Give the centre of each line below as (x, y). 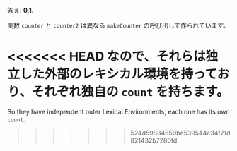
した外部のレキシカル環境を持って (118, 74)
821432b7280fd (154, 140)
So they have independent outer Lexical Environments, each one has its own (118, 111)
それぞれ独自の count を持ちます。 (130, 92)
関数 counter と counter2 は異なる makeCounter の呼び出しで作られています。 (118, 25)
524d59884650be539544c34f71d (180, 133)
